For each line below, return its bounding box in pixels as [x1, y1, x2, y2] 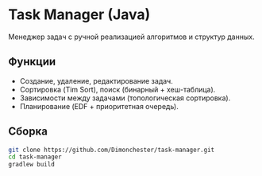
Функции [8, 55, 56, 68]
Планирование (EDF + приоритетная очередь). [19, 101, 179, 111]
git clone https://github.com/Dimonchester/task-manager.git [8, 146, 215, 154]
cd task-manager [8, 153, 62, 161]
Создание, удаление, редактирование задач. [19, 76, 173, 85]
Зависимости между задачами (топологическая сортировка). [19, 93, 231, 103]
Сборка [8, 125, 48, 139]
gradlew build [8, 161, 56, 169]
